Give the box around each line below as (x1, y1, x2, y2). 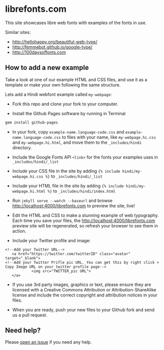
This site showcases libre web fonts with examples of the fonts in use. (5, 20, 147, 26)
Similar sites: (5, 29, 31, 35)
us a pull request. (12, 312, 48, 318)
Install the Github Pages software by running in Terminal (12, 110, 126, 116)
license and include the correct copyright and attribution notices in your (12, 292, 158, 298)
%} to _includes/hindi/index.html (47, 188, 116, 194)
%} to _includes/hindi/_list (45, 173, 103, 179)
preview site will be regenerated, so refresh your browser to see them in (12, 223, 158, 228)
